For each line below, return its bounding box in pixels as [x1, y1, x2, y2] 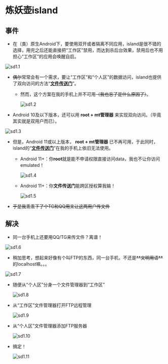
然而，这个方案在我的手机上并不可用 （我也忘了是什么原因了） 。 [20, 91, 151, 97]
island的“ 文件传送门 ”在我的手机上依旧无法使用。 [12, 145, 114, 151]
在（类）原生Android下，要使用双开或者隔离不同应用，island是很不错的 [12, 41, 161, 47]
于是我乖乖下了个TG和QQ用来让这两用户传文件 [12, 203, 110, 209]
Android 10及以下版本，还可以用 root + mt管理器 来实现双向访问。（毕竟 [12, 112, 161, 118]
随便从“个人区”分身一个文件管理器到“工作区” [12, 281, 105, 287]
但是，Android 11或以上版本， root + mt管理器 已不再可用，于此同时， [12, 139, 158, 144]
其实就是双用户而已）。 [12, 118, 60, 124]
